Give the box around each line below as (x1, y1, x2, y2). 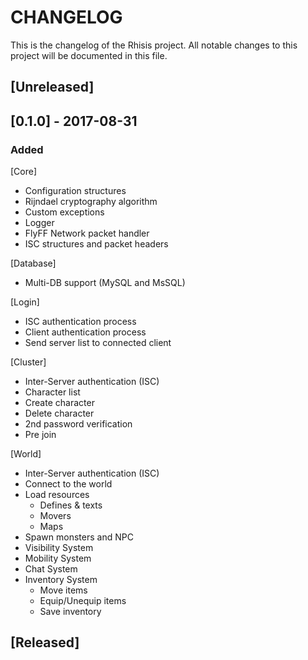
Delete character (24, 407, 95, 420)
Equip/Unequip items (39, 595, 127, 607)
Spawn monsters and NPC (24, 531, 134, 543)
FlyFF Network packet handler (24, 227, 150, 240)
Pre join (24, 429, 57, 441)
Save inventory (39, 606, 102, 618)
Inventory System (24, 574, 98, 586)
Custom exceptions (24, 206, 105, 218)
